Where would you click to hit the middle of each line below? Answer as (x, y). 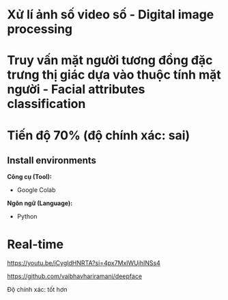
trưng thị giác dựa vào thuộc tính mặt (114, 75)
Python (27, 217)
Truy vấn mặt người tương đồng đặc (110, 60)
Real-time (35, 244)
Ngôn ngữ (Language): (40, 203)
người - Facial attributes (76, 90)
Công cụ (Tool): (30, 177)
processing (40, 29)
